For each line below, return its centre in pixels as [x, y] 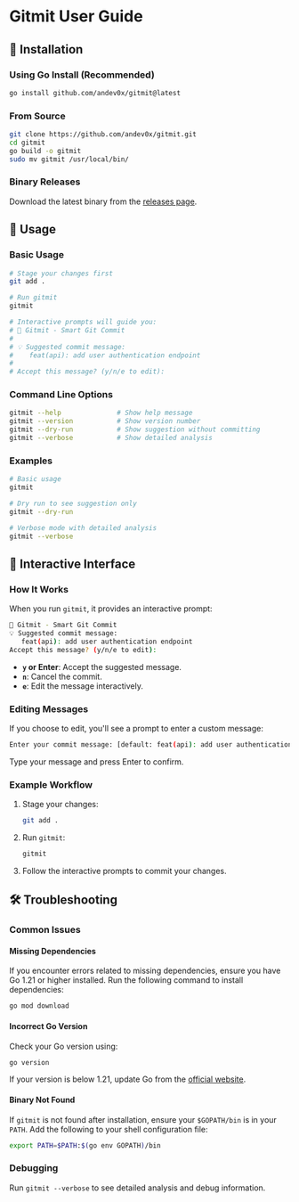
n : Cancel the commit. [62, 676]
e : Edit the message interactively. [83, 686]
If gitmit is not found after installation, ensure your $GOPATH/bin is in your [143, 1119]
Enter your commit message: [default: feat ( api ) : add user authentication [151, 744]
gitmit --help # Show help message [101, 413]
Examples [31, 461]
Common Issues [45, 930]
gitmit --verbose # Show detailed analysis [111, 438]
